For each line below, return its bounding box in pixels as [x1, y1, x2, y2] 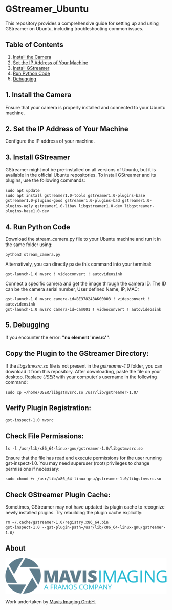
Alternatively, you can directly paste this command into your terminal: [5, 261, 152, 267]
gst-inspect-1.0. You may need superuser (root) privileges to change [5, 460, 150, 466]
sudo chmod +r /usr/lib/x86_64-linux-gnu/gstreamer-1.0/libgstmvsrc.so [5, 476, 161, 482]
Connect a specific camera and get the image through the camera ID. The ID [5, 280, 166, 287]
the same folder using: [5, 241, 53, 248]
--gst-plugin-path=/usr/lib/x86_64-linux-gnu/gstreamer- [41, 525, 166, 531]
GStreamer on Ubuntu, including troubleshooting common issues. [5, 25, 144, 31]
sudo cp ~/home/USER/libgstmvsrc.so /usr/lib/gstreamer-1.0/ [5, 390, 139, 395]
